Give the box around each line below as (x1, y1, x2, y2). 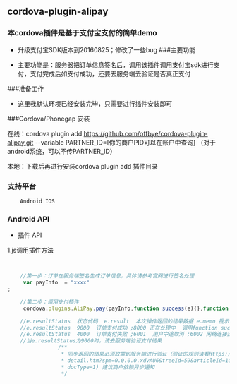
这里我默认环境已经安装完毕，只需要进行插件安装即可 (17, 99, 173, 108)
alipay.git (7, 138, 34, 147)
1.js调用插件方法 (7, 246, 54, 255)
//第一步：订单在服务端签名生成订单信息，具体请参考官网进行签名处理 (20, 272, 195, 280)
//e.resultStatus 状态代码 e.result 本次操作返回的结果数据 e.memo (20, 318, 216, 325)
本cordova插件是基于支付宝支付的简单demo (7, 28, 157, 38)
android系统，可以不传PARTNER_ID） (7, 147, 116, 155)
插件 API (17, 231, 42, 239)
